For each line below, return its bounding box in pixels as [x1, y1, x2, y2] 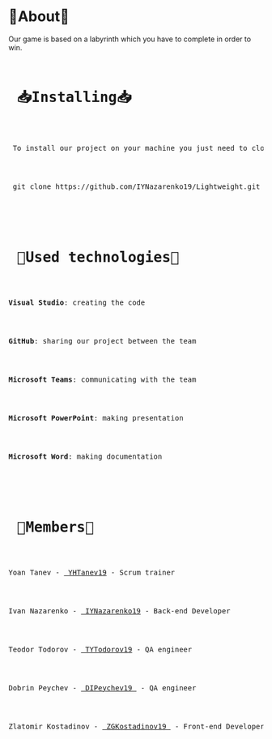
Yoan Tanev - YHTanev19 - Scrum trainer [8, 567, 176, 577]
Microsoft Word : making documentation [8, 451, 163, 461]
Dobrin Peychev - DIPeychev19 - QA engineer [8, 683, 197, 692]
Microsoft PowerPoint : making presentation [8, 413, 184, 422]
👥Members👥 [16, 519, 95, 536]
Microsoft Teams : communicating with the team [8, 374, 197, 384]
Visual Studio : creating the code [8, 297, 146, 307]
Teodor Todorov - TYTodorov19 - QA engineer [8, 644, 193, 654]
